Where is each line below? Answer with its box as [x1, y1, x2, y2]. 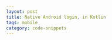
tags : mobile [6, 19, 38, 25]
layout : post [6, 8, 38, 15]
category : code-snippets [6, 25, 67, 31]
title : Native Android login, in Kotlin [6, 14, 107, 20]
